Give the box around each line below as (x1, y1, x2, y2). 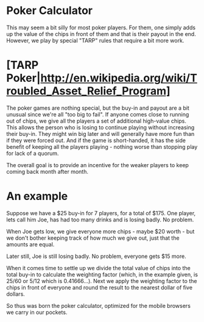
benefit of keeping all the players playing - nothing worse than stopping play (6, 143, 198, 150)
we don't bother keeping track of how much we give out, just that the (6, 234, 180, 241)
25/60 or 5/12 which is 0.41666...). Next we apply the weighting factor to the (6, 277, 197, 284)
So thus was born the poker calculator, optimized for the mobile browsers (6, 302, 191, 309)
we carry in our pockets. (6, 309, 68, 316)
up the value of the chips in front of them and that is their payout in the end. (6, 30, 196, 37)
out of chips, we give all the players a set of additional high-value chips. (6, 117, 187, 124)
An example (6, 190, 68, 203)
